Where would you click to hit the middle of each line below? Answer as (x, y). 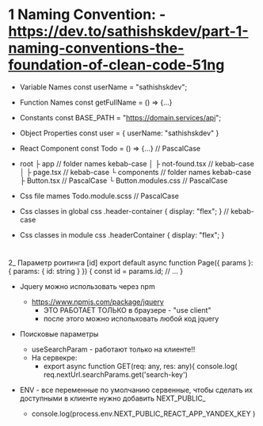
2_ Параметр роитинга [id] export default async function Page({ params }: (131, 263)
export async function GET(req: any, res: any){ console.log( (140, 367)
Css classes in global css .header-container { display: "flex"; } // (124, 211)
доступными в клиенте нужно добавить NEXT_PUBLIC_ (112, 398)
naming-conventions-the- (96, 48)
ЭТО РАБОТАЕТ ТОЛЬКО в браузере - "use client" (127, 310)
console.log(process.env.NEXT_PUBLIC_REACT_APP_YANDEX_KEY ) (143, 414)
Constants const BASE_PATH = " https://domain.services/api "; (120, 117)
